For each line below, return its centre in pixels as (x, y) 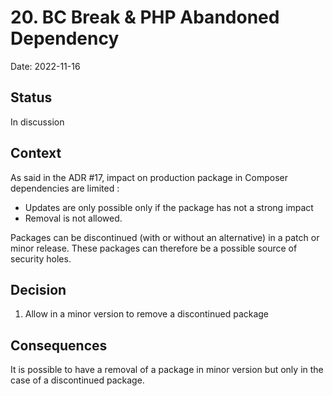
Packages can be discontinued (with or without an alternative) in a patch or (165, 237)
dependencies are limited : (65, 188)
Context (36, 153)
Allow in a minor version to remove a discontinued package (147, 314)
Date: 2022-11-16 (45, 66)
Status (31, 97)
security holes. (41, 258)
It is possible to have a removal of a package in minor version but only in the (167, 370)
